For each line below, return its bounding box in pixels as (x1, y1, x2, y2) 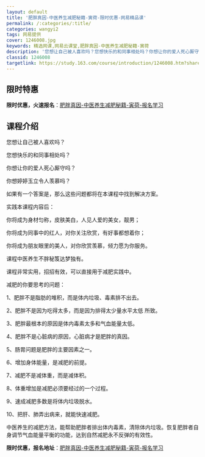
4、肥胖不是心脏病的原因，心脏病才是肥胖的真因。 (6, 333, 133, 340)
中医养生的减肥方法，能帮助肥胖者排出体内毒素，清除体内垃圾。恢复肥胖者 (6, 423, 193, 431)
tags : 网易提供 (6, 32, 41, 38)
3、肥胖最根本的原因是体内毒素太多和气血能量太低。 (6, 320, 138, 327)
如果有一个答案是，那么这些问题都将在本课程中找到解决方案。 (6, 190, 162, 198)
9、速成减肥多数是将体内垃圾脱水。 (6, 398, 96, 405)
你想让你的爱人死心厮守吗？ (6, 164, 76, 171)
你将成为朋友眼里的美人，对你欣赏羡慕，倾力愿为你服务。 (6, 242, 151, 250)
